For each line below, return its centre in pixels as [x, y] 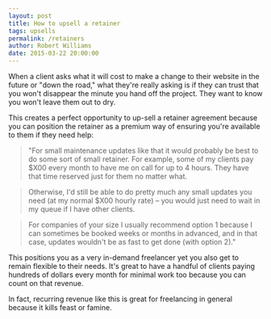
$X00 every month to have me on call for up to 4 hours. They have [139, 168]
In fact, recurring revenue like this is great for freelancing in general [121, 299]
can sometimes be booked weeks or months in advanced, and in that [143, 233]
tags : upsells [32, 31]
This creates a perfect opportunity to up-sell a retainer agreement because [133, 118]
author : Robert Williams [50, 46]
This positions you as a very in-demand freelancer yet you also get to [124, 258]
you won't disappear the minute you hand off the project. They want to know [136, 93]
